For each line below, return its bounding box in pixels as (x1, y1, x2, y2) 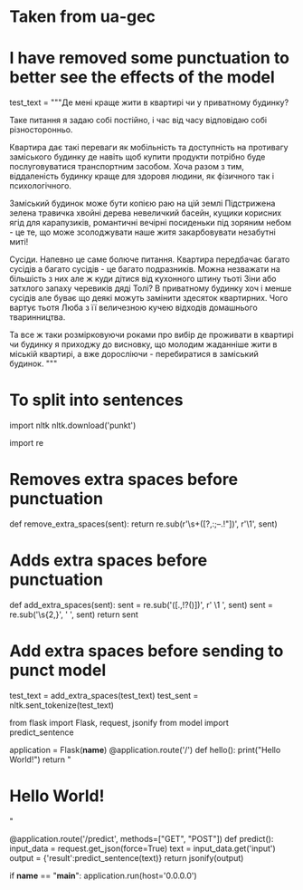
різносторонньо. (9, 124, 73, 135)
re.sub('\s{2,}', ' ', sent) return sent (9, 609, 138, 620)
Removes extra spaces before (9, 469, 238, 490)
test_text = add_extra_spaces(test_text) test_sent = (9, 690, 199, 701)
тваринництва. (9, 312, 66, 323)
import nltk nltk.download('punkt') (9, 420, 137, 431)
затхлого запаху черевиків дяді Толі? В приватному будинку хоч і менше (9, 283, 292, 294)
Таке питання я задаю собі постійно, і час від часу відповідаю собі (9, 115, 268, 126)
